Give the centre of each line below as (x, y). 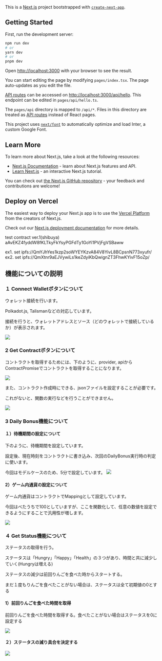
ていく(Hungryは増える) (29, 564)
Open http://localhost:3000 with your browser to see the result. (69, 71)
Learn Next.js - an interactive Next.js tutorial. (57, 171)
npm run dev (17, 43)
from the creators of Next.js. (33, 218)
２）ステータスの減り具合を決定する (41, 642)
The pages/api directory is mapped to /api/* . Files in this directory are (76, 110)
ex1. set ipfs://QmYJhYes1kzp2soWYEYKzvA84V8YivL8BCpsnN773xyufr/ (79, 252)
